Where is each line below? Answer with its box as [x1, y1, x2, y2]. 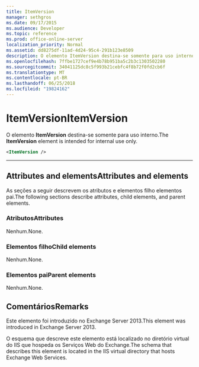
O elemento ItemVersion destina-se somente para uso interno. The [6, 131, 169, 138]
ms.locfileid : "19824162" [6, 86, 70, 92]
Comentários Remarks [6, 301, 89, 312]
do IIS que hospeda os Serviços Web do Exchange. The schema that [6, 341, 172, 349]
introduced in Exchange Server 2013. [6, 324, 97, 331]
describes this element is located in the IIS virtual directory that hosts [6, 348, 175, 355]
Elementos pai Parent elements [6, 271, 97, 279]
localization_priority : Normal [6, 42, 84, 48]
